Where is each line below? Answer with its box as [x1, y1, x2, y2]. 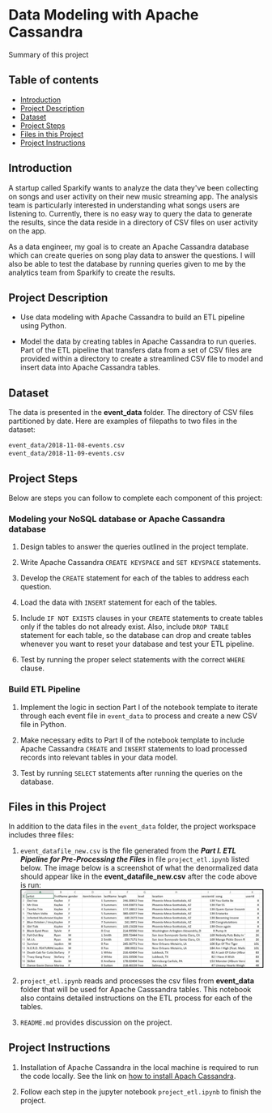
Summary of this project [8, 49, 89, 59]
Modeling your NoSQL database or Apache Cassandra [8, 513, 226, 524]
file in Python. [19, 719, 67, 729]
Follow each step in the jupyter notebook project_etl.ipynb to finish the [19, 1086, 261, 1096]
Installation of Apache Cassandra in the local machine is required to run [19, 1062, 259, 1072]
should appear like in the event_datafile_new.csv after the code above [19, 871, 257, 881]
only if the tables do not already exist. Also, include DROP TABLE [19, 622, 229, 631]
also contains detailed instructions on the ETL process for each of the [19, 993, 253, 1003]
